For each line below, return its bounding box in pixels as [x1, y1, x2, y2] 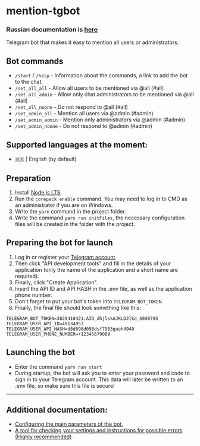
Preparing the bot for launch [6, 238, 113, 248]
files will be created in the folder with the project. [14, 220, 135, 227]
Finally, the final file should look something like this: [14, 304, 141, 311]
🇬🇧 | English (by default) [14, 156, 77, 163]
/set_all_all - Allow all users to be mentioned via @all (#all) [14, 84, 164, 92]
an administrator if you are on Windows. [14, 201, 113, 209]
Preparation [6, 173, 51, 183]
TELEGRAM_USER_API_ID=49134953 [6, 321, 84, 326]
